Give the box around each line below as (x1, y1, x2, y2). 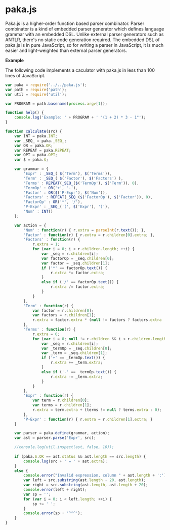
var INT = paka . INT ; (14, 133, 58, 138)
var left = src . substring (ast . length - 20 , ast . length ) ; (23, 478, 146, 483)
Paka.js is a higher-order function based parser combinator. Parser (5, 20, 145, 26)
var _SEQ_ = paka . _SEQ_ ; (14, 138, 67, 143)
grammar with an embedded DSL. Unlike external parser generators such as (5, 31, 164, 37)
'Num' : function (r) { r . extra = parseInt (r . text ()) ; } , (23, 227, 146, 232)
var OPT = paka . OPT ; (14, 153, 58, 158)
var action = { (14, 223, 47, 228)
